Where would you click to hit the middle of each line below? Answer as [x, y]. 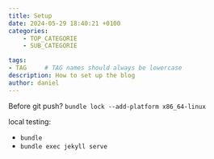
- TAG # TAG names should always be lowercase [95, 68]
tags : [17, 61]
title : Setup [30, 16]
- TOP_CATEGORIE [50, 38]
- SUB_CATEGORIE [50, 46]
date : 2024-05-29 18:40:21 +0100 [65, 23]
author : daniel [34, 83]
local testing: [29, 121]
